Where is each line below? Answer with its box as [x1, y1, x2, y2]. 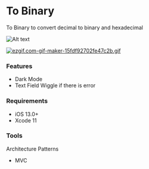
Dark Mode [14, 76, 43, 83]
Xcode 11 [14, 116, 37, 124]
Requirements [6, 97, 48, 105]
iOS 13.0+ [14, 110, 39, 118]
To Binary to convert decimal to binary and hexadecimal [6, 24, 143, 31]
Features [6, 62, 33, 70]
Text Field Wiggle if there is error [14, 82, 96, 89]
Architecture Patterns [6, 145, 59, 152]
